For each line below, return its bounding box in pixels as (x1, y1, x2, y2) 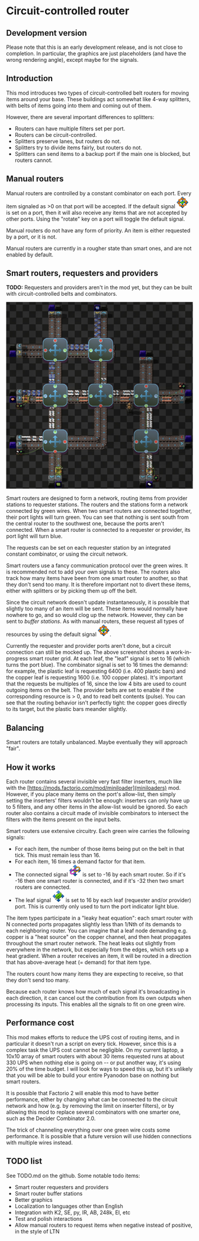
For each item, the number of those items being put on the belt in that (14, 845, 185, 853)
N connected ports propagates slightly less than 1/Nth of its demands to (6, 921, 182, 928)
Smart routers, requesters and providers (6, 268, 159, 278)
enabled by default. (6, 251, 54, 258)
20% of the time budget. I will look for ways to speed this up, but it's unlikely (6, 1065, 193, 1072)
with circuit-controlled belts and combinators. (6, 290, 117, 297)
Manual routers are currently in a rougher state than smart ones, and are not (6, 245, 192, 252)
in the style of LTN (14, 1227, 60, 1235)
